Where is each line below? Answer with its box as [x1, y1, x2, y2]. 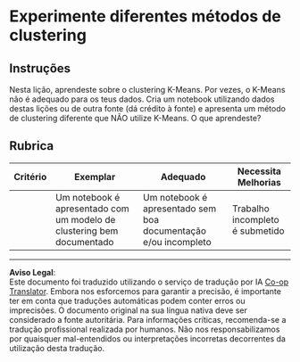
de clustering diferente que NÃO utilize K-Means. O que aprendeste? [9, 113, 262, 123]
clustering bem [54, 225, 119, 237]
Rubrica [9, 138, 54, 153]
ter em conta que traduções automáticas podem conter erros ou [9, 295, 246, 306]
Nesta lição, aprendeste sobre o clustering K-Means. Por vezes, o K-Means [9, 85, 286, 95]
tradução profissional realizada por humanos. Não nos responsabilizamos [9, 324, 280, 334]
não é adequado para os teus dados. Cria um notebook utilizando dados [9, 94, 275, 104]
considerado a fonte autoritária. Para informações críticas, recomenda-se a [9, 314, 287, 325]
